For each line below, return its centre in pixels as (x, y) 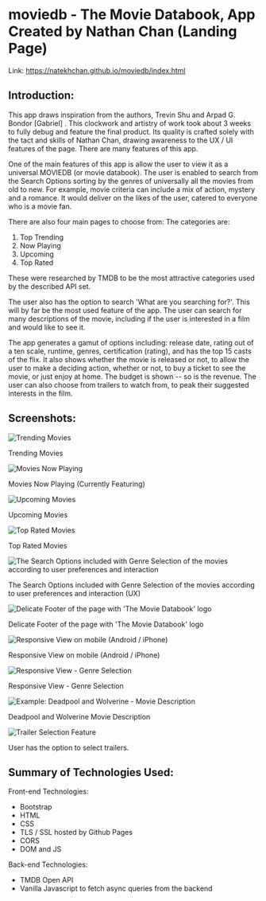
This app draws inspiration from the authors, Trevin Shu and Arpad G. (122, 115)
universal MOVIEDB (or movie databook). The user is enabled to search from (133, 172)
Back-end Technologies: (48, 864)
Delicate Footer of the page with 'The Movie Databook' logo (106, 624)
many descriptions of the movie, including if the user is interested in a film (129, 318)
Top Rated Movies (38, 545)
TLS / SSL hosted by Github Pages (76, 833)
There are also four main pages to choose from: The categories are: (119, 221)
